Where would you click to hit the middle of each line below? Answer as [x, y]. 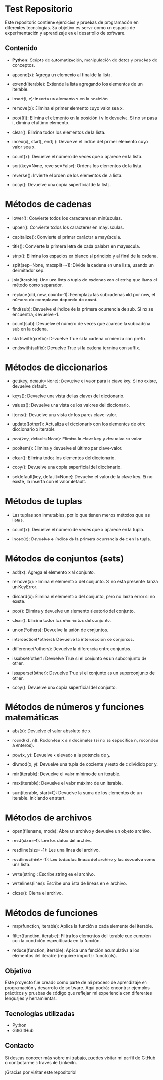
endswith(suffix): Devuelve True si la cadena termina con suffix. [76, 348]
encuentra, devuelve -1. [36, 314]
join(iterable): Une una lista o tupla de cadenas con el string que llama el [84, 280]
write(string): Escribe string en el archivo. [54, 874]
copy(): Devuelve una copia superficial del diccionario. [67, 467]
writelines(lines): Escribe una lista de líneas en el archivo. [69, 883]
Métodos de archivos [49, 818]
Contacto [19, 1046]
